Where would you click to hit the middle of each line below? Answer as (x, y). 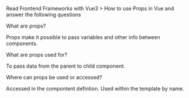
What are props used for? (37, 55)
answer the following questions (44, 15)
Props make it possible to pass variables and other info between (83, 37)
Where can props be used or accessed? (54, 77)
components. (22, 43)
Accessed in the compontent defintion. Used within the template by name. (95, 89)
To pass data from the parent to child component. (66, 66)
